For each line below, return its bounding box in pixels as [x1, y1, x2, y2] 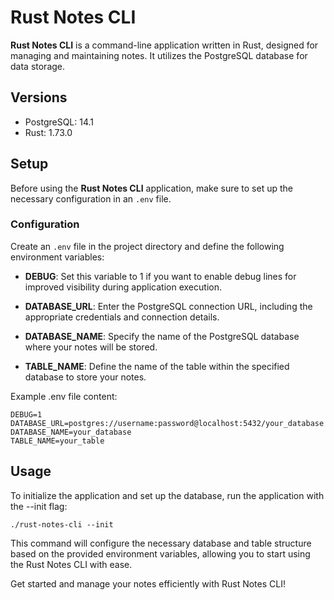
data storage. [10, 60, 66, 72]
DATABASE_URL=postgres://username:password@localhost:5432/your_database [10, 418, 325, 428]
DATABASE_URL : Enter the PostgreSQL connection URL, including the [24, 300, 313, 312]
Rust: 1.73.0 [24, 126, 73, 138]
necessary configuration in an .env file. [10, 192, 172, 205]
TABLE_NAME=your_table [10, 436, 105, 446]
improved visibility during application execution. [24, 281, 222, 293]
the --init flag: [10, 500, 68, 512]
